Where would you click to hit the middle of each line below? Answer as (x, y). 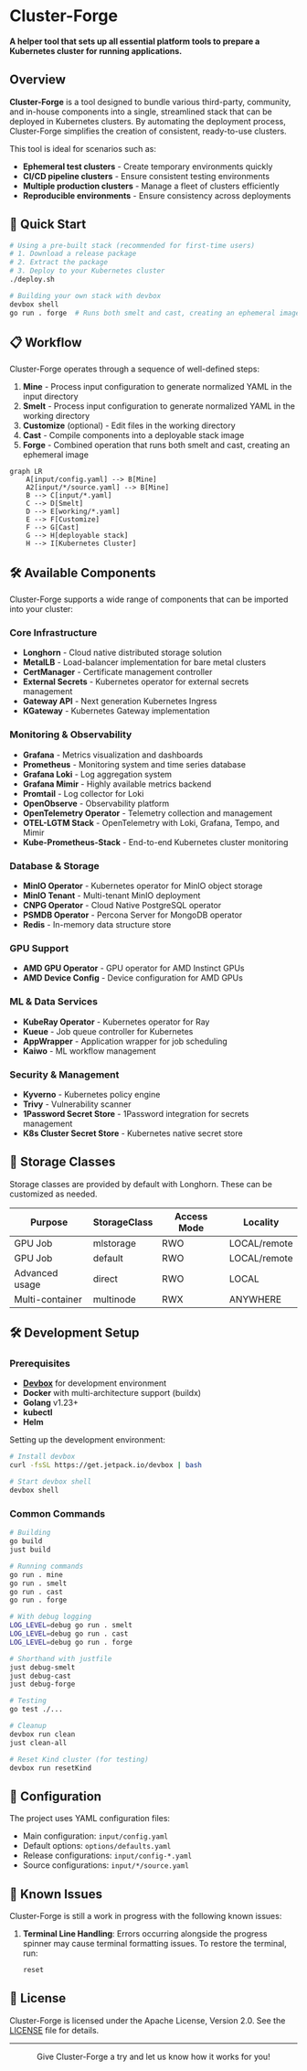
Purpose (49, 1222)
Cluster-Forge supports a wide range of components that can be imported (149, 599)
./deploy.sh (32, 280)
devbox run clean (42, 1734)
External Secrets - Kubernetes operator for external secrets (136, 681)
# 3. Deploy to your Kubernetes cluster (88, 271)
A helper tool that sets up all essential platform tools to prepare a (135, 41)
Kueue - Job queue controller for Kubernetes (108, 1031)
